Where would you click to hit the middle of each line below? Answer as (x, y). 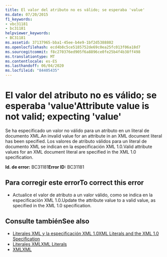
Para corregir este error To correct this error (75, 183)
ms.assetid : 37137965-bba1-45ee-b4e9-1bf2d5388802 (59, 43)
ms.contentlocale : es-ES (31, 61)
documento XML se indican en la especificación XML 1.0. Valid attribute (79, 147)
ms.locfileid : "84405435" (32, 71)
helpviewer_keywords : (28, 33)
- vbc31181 (17, 24)
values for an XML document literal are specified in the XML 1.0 (71, 152)
